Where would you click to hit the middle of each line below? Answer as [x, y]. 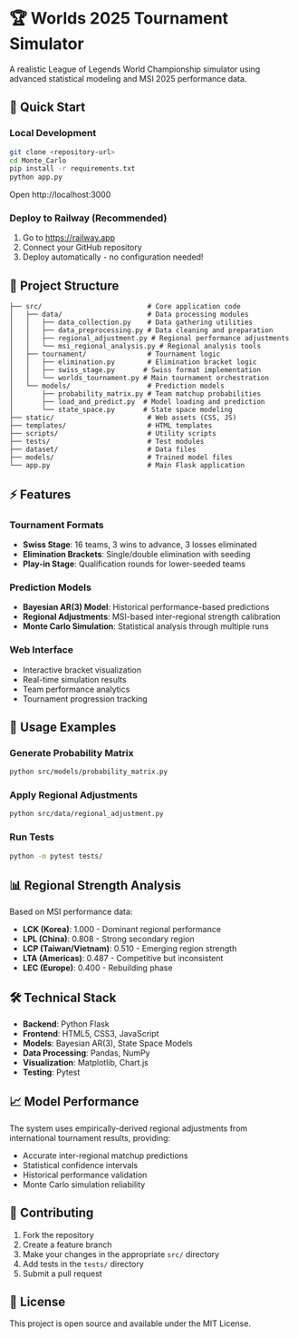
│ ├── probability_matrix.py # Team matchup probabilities [135, 394]
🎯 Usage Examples [63, 727]
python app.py [36, 177]
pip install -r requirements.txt [72, 169]
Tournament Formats [57, 525]
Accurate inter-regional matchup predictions [105, 1156]
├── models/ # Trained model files [121, 457]
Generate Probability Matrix [72, 753]
